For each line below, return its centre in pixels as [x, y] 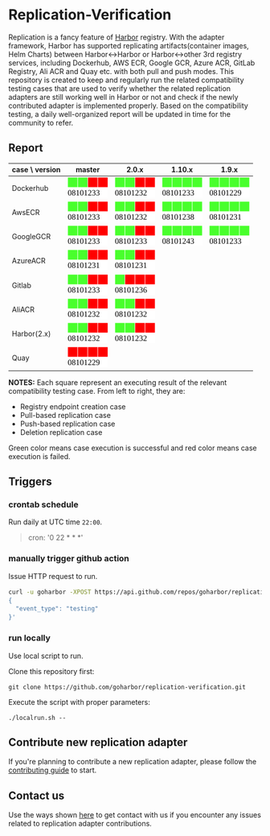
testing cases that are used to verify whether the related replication [120, 88]
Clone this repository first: [51, 671]
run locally [29, 638]
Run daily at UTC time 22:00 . [55, 522]
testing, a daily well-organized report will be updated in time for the [120, 114]
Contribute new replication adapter [98, 742]
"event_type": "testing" [57, 609]
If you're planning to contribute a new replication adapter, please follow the [133, 762]
